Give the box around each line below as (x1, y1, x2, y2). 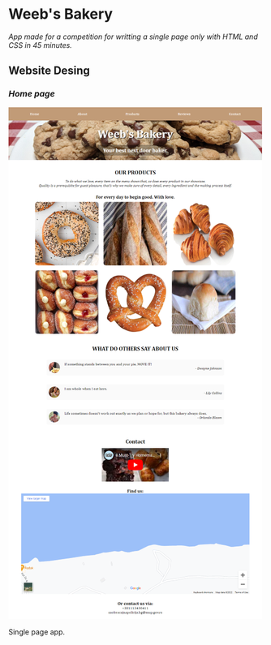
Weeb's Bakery (8, 5, 114, 24)
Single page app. (8, 626, 66, 637)
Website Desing (8, 64, 91, 78)
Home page (8, 88, 55, 100)
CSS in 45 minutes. (8, 40, 73, 49)
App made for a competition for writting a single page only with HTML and (8, 32, 258, 41)
